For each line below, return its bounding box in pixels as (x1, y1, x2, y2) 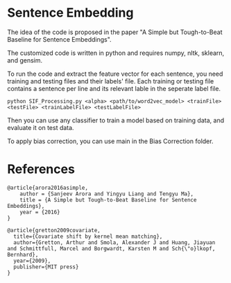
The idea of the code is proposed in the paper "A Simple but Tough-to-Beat (7, 28, 223, 36)
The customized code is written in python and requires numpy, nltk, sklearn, (7, 49, 225, 57)
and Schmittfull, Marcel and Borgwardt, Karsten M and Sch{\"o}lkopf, (7, 245, 216, 252)
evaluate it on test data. (7, 123, 74, 131)
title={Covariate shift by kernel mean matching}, (13, 233, 163, 240)
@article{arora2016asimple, (7, 184, 89, 191)
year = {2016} (19, 209, 60, 216)
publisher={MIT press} (13, 263, 79, 270)
